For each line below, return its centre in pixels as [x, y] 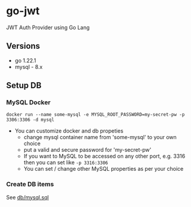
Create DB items [30, 184]
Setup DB [24, 85]
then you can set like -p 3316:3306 [66, 162]
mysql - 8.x [29, 67]
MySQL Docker [28, 102]
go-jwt [23, 11]
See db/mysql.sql [28, 197]
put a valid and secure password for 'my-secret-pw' [87, 150]
